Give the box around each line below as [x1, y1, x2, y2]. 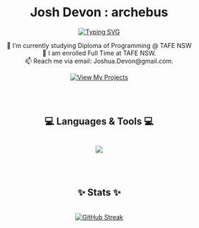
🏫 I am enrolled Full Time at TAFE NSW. [42, 49, 157, 57]
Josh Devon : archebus [30, 4, 169, 20]
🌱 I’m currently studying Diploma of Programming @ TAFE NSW [6, 41, 192, 49]
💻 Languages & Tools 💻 [45, 116, 154, 128]
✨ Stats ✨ [77, 186, 121, 198]
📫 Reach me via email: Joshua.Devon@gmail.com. [25, 56, 174, 65]
